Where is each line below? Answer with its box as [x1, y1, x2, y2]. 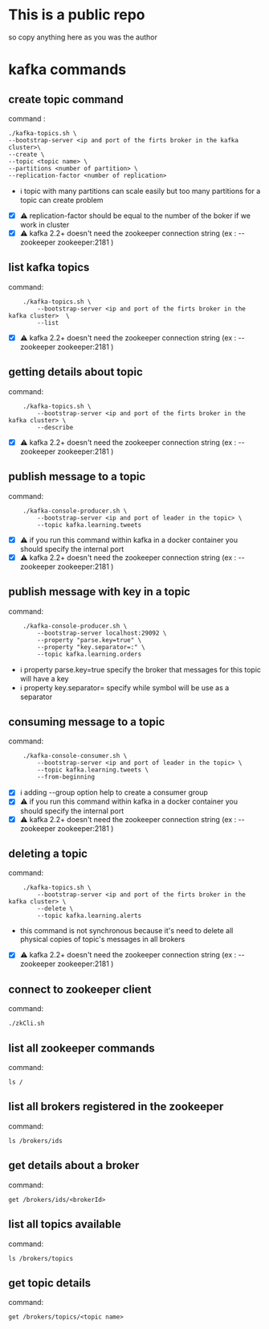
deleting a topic [8, 846, 88, 860]
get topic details [8, 1276, 91, 1290]
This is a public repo [8, 6, 146, 24]
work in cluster [19, 220, 70, 229]
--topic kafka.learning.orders [37, 650, 142, 658]
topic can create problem [19, 195, 104, 204]
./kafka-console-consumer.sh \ [22, 752, 128, 760]
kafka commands [8, 60, 127, 79]
